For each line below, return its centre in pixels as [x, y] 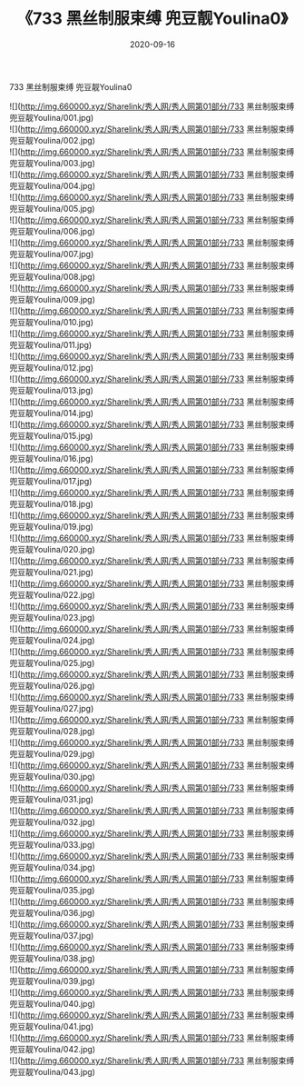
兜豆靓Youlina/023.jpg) [52, 617]
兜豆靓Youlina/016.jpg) [51, 458]
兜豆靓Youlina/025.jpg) [52, 663]
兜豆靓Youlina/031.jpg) [51, 799]
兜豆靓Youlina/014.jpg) [51, 413]
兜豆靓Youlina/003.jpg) [52, 163]
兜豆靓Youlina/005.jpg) [52, 208]
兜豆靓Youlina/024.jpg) [52, 640]
